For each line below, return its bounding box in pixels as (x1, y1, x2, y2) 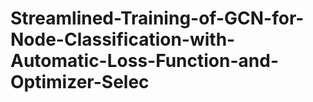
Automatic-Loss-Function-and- (10, 50, 279, 72)
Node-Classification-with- (10, 28, 236, 51)
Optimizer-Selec (10, 71, 150, 94)
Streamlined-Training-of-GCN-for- (10, 7, 305, 30)
